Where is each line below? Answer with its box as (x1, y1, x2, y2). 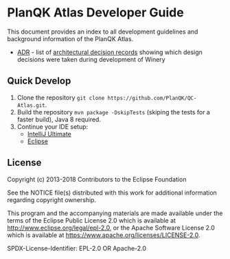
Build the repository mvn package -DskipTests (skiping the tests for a (16, 108, 211, 116)
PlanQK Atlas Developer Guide (7, 5, 184, 21)
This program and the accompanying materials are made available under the (7, 209, 223, 217)
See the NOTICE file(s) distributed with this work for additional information (7, 188, 218, 197)
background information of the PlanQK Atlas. (7, 34, 134, 42)
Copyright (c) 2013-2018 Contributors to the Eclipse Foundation (7, 175, 187, 183)
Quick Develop (7, 75, 71, 87)
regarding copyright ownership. (7, 195, 97, 203)
